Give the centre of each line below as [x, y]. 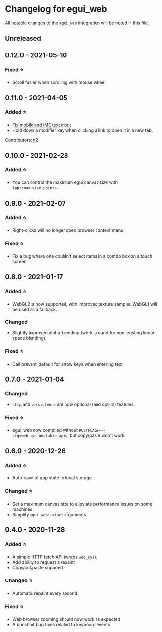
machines [22, 509]
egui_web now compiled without [45, 430]
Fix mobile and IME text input [42, 125]
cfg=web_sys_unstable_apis [40, 436]
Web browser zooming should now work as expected [66, 619]
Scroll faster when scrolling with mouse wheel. [60, 82]
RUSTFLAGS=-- [92, 430]
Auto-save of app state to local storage [52, 478]
